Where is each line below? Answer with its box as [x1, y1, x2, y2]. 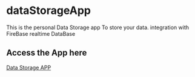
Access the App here [6, 48, 87, 58]
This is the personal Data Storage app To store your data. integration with [6, 24, 190, 31]
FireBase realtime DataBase [6, 30, 76, 37]
